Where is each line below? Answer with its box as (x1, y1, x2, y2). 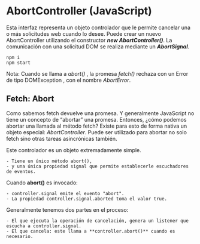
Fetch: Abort (6, 94, 54, 104)
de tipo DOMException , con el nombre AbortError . (6, 76, 131, 84)
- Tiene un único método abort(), (6, 158, 93, 164)
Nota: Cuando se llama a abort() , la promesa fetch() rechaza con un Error (6, 70, 189, 77)
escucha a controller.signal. (6, 223, 82, 229)
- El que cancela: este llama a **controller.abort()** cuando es (6, 228, 175, 234)
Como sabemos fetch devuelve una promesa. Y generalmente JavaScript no (6, 109, 195, 117)
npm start (6, 60, 31, 66)
